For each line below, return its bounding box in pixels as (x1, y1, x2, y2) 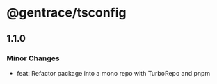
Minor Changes (6, 53, 60, 63)
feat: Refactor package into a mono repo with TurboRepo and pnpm (16, 69, 211, 77)
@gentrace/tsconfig (6, 5, 127, 21)
